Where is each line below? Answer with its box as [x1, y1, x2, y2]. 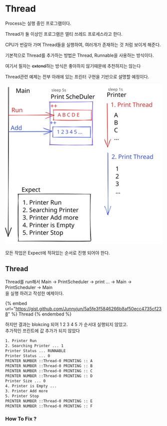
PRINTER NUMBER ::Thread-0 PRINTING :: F [5, 403, 93, 408]
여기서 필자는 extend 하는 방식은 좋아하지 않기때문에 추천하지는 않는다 [5, 63, 141, 69]
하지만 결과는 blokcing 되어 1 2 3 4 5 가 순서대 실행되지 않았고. [5, 321, 128, 327]
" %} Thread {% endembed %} [7, 311, 71, 317]
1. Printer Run [5, 338, 37, 343]
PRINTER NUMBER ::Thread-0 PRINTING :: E [5, 398, 93, 403]
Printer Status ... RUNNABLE [5, 348, 66, 353]
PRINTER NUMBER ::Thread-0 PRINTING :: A [5, 358, 93, 363]
